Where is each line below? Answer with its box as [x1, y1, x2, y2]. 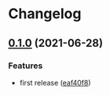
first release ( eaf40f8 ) [19, 78, 92, 87]
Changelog [8, 5, 82, 23]
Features [8, 60, 43, 71]
